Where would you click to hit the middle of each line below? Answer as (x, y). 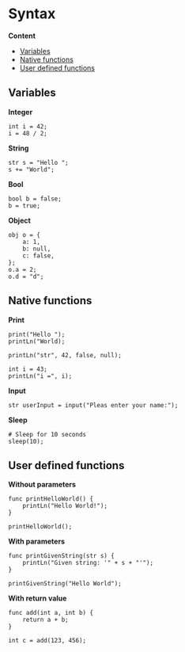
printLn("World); (37, 341)
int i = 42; (28, 126)
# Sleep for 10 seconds (47, 434)
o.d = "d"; (26, 276)
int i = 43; (28, 369)
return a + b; (45, 620)
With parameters (37, 541)
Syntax (32, 14)
